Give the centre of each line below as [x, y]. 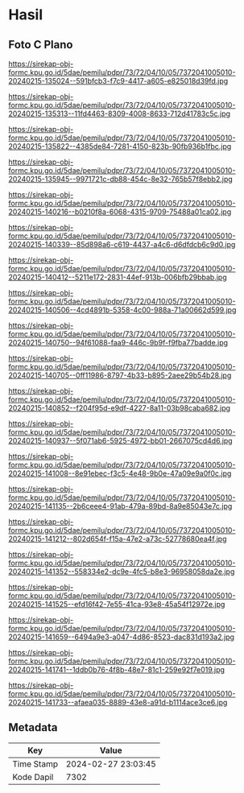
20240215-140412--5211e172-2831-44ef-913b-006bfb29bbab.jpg [118, 277]
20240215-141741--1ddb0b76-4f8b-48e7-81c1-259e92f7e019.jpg [117, 669]
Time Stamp [35, 764]
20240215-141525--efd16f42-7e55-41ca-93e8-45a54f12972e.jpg [117, 604]
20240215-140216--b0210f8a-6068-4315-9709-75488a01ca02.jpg [120, 212]
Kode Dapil [33, 777]
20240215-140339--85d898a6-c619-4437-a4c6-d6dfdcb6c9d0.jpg [122, 244]
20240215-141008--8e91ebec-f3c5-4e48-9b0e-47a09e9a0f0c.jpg [120, 473]
